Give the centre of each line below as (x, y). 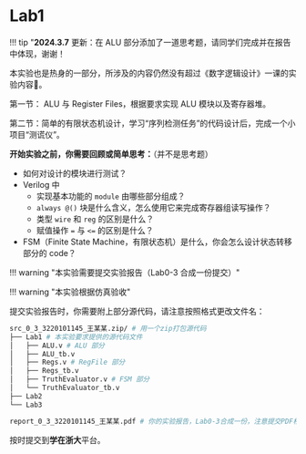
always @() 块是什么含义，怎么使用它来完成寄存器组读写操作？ (153, 207)
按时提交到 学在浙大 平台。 (57, 439)
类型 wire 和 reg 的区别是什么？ (95, 219)
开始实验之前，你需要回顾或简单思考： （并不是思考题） (111, 154)
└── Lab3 (26, 405)
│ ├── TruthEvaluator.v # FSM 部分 (80, 379)
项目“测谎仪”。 (37, 134)
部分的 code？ (49, 253)
